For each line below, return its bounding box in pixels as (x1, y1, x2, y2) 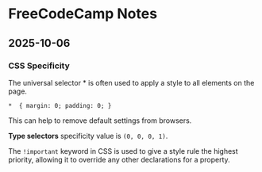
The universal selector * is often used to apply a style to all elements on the (8, 78, 255, 87)
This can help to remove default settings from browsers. (8, 116, 192, 125)
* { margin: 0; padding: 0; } (8, 101, 112, 109)
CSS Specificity (8, 60, 70, 71)
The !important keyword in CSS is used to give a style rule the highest (8, 146, 238, 155)
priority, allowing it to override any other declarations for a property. (8, 155, 230, 164)
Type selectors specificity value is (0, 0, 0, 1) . (8, 131, 168, 140)
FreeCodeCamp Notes (8, 5, 157, 23)
